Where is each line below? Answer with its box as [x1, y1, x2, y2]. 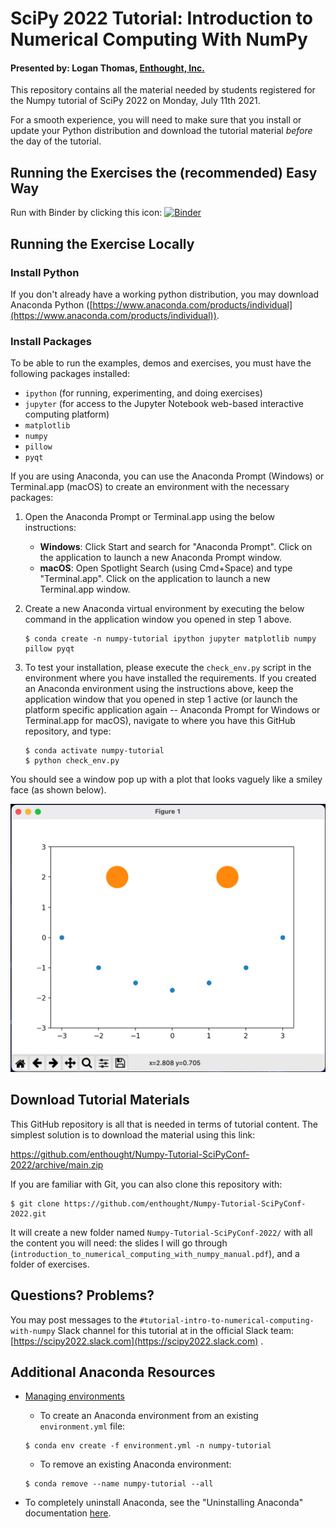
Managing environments [24, 1390, 125, 1402]
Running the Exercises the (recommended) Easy [10, 164, 318, 181]
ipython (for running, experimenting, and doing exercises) [24, 387, 263, 399]
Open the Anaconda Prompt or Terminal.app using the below [24, 511, 275, 523]
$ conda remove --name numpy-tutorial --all [24, 1479, 214, 1489]
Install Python [10, 265, 80, 279]
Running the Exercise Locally [10, 235, 195, 252]
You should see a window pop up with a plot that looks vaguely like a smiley [10, 773, 323, 786]
